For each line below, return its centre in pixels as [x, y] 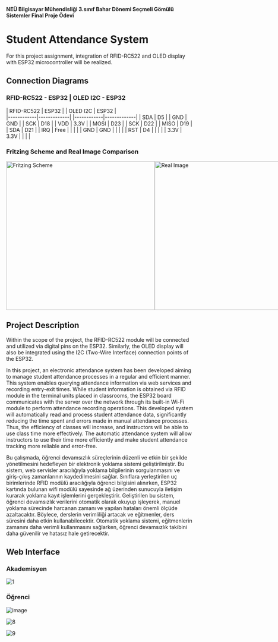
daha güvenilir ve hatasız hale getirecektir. [58, 533]
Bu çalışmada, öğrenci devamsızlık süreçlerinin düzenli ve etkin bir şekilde [97, 457]
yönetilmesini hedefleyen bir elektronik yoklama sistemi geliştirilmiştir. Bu [95, 464]
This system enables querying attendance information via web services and [99, 383]
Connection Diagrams [48, 81]
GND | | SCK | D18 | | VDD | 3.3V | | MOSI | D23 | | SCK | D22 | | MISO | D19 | [99, 123]
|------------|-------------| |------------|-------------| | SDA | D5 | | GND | [97, 117]
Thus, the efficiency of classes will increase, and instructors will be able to [97, 427]
